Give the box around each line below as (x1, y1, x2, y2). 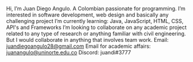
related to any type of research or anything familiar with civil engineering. (6, 30, 186, 37)
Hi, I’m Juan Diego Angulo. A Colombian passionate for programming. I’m (6, 5, 186, 12)
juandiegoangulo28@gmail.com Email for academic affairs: (6, 43, 151, 50)
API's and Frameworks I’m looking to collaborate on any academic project (6, 24, 187, 31)
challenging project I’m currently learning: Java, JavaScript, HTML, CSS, (6, 18, 183, 24)
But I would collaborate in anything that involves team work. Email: (6, 37, 169, 43)
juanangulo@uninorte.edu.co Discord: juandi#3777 (6, 49, 131, 56)
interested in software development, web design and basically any (6, 11, 169, 18)
